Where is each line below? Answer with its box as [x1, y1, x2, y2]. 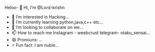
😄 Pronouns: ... [11, 37, 43, 42]
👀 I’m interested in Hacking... [11, 14, 69, 19]
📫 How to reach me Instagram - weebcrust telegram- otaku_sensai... [11, 30, 150, 35]
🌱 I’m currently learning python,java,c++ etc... [11, 19, 103, 25]
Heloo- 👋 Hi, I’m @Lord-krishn [4, 5, 65, 10]
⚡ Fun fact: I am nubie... [11, 42, 59, 48]
